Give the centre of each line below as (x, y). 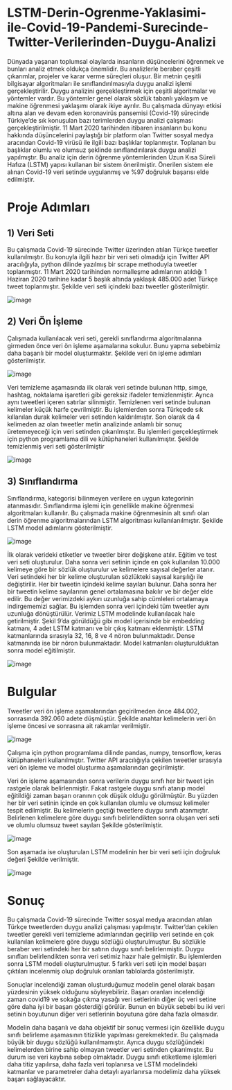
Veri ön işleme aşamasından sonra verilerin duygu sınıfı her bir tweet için (111, 781)
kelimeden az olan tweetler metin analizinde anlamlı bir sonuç (95, 424)
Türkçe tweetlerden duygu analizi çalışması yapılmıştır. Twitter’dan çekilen (113, 927)
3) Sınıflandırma (43, 482)
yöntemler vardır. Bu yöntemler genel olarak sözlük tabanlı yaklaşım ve (108, 98)
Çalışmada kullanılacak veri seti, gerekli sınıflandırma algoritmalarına (105, 338)
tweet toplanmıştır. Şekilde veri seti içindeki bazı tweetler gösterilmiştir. (108, 286)
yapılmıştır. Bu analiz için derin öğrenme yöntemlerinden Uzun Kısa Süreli (111, 157)
